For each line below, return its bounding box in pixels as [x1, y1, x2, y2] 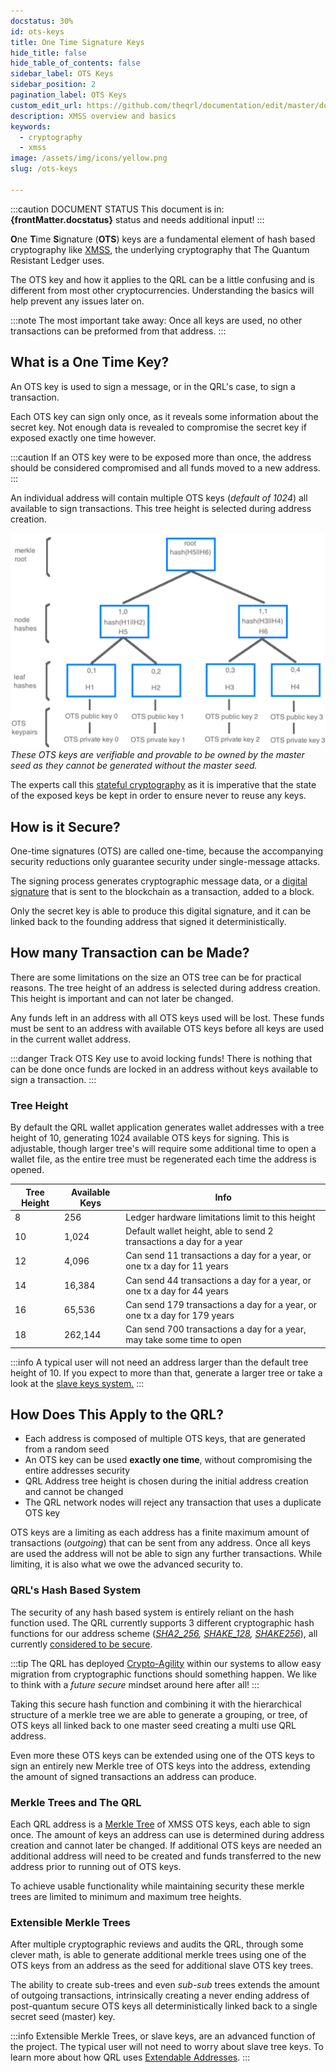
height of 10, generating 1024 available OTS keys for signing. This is [10, 1132, 290, 1144]
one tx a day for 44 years [125, 1285, 229, 1297]
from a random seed [24, 1443, 110, 1455]
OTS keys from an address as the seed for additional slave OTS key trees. [10, 1960, 314, 1972]
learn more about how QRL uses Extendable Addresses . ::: [10, 2051, 251, 2064]
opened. [10, 1164, 45, 1176]
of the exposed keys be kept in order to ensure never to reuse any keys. [10, 790, 307, 802]
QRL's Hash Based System [10, 1583, 142, 1597]
